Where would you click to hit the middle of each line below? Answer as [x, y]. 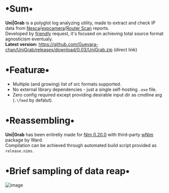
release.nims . [19, 151]
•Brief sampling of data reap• [68, 171]
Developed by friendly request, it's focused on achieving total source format [84, 33]
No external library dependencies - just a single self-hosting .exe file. [85, 89]
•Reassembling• [40, 120]
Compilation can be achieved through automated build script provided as [81, 145]
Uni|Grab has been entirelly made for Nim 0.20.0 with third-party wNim [79, 134]
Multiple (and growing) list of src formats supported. [67, 84]
